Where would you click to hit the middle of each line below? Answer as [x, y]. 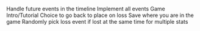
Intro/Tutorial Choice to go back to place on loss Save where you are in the [100, 15]
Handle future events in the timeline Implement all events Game [86, 9]
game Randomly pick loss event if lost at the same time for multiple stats [97, 22]
